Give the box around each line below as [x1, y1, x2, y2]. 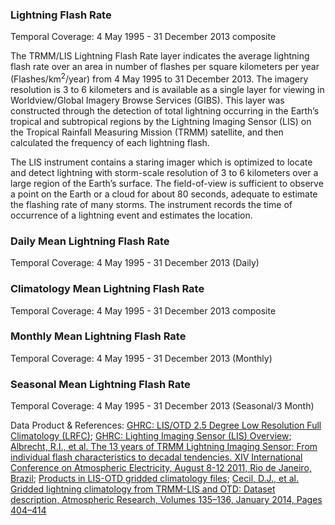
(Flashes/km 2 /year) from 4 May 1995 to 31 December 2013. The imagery [10, 71, 309, 85]
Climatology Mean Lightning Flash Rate [10, 282, 205, 296]
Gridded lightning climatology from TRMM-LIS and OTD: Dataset [10, 483, 276, 495]
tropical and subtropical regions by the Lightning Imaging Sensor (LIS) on [10, 115, 312, 127]
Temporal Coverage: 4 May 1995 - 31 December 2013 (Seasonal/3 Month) [10, 400, 315, 412]
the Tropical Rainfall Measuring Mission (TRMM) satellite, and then [10, 126, 284, 138]
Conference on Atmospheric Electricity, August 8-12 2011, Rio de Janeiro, [10, 462, 312, 474]
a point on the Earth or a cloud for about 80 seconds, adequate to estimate [10, 188, 318, 200]
